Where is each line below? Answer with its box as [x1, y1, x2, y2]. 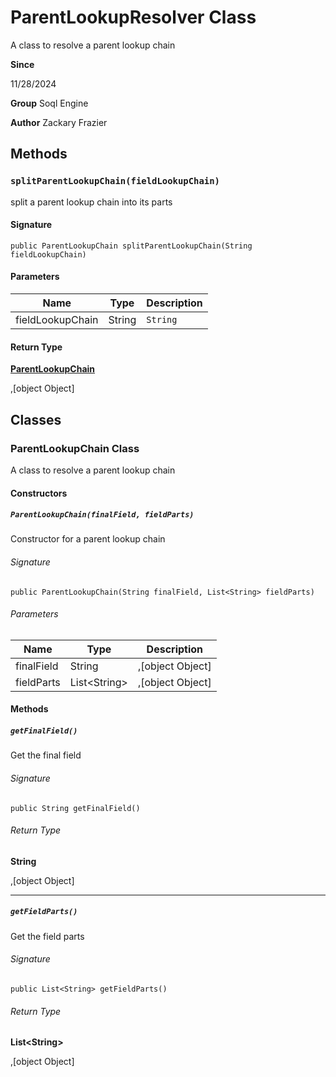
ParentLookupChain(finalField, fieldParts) [10, 510, 195, 520]
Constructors [10, 487, 68, 499]
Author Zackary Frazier [10, 116, 108, 128]
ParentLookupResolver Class [10, 6, 257, 29]
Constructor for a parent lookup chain [10, 533, 166, 545]
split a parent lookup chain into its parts [10, 196, 173, 208]
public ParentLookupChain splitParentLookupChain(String [10, 241, 253, 251]
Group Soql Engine [10, 97, 89, 109]
